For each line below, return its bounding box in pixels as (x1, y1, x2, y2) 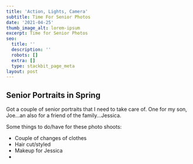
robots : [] (11, 52, 38, 58)
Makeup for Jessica (14, 147, 63, 154)
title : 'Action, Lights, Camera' (6, 8, 88, 15)
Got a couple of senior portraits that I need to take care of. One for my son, (6, 106, 187, 113)
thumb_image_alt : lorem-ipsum (6, 25, 81, 31)
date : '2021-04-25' (6, 19, 54, 25)
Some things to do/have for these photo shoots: (6, 124, 122, 131)
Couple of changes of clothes (14, 135, 87, 142)
